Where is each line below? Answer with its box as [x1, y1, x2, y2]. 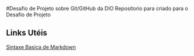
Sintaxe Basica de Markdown [6, 43, 76, 50]
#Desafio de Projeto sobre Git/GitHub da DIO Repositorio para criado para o [6, 5, 189, 12]
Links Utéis [6, 28, 48, 38]
